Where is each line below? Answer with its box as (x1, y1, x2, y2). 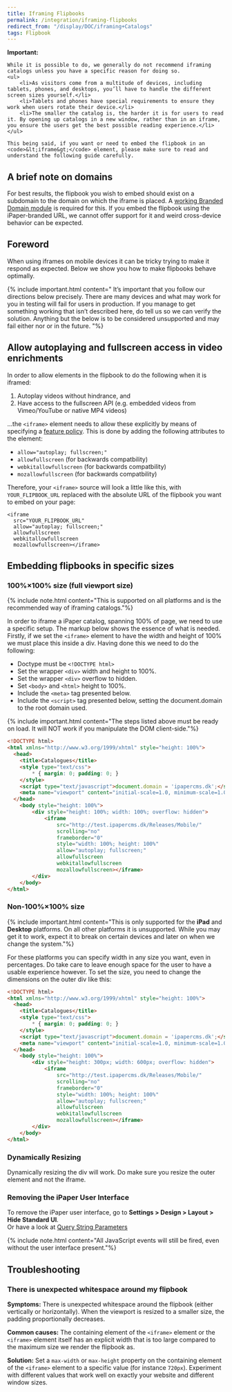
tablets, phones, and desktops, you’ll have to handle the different (7, 86, 212, 93)
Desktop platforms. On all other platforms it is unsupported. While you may (7, 925, 221, 933)
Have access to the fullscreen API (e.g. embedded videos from (17, 398, 196, 407)
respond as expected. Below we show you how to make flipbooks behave (7, 264, 216, 273)
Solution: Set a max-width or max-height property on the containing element (7, 1356, 222, 1364)
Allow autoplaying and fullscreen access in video (7, 342, 223, 354)
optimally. (7, 271, 35, 280)
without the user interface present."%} (7, 1244, 117, 1252)
